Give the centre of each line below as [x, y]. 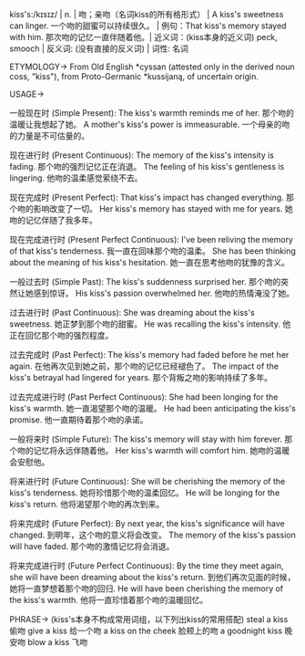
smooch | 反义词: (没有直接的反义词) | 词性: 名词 [99, 48]
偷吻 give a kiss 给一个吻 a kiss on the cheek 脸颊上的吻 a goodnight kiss [146, 630]
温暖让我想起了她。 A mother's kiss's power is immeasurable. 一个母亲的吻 [150, 124]
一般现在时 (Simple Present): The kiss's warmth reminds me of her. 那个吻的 [152, 113]
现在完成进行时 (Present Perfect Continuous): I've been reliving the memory [152, 239]
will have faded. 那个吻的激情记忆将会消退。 [92, 546]
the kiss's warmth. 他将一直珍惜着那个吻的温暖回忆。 [109, 600]
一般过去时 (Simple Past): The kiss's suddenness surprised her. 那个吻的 [145, 281]
